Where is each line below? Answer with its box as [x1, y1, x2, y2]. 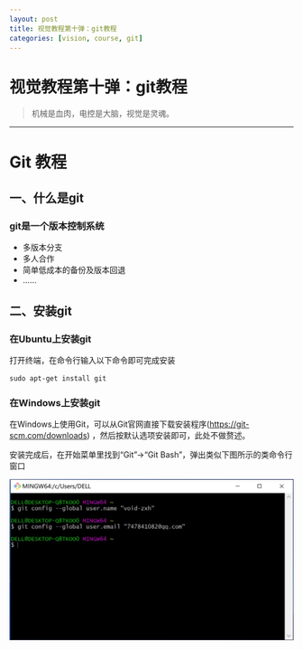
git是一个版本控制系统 [9, 220, 105, 232]
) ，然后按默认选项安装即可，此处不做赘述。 [87, 430, 251, 441]
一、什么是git [9, 190, 84, 205]
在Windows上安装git [9, 396, 101, 409]
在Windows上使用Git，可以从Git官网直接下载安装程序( [9, 419, 210, 429]
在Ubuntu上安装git [9, 333, 92, 345]
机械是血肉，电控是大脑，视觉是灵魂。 [31, 108, 174, 119]
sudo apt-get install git [9, 373, 106, 383]
